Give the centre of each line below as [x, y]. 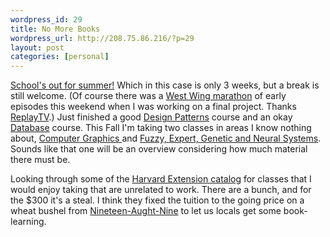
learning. [28, 222]
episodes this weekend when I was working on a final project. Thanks [153, 107]
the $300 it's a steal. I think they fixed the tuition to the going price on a [157, 200]
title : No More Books [55, 29]
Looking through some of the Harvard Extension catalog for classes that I [161, 179]
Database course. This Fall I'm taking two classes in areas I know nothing [161, 128]
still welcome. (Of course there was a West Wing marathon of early [148, 96]
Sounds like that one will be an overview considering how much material [159, 149]
